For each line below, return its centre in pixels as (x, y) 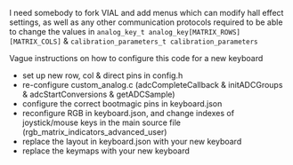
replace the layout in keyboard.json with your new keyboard (132, 141)
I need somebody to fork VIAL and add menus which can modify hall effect (146, 13)
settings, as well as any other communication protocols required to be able (146, 22)
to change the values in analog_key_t (77, 31)
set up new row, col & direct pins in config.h (102, 75)
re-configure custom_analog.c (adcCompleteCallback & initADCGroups (152, 85)
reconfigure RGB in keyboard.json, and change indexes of (128, 113)
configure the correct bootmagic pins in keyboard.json (122, 104)
